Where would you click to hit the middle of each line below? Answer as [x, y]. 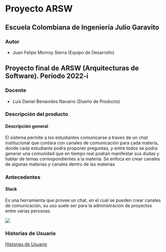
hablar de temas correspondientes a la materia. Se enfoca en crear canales [82, 159]
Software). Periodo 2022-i [47, 76]
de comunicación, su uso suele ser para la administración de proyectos [79, 205]
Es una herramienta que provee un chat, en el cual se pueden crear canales [83, 200]
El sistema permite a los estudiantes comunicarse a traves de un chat [76, 137]
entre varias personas [28, 211]
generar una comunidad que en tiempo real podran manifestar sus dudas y [82, 153]
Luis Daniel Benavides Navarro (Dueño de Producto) [66, 101]
